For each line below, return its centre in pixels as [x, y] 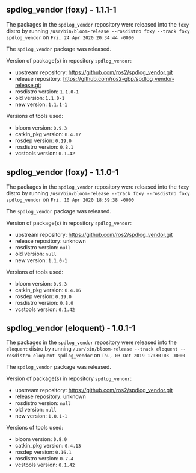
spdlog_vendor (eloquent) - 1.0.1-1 [71, 328]
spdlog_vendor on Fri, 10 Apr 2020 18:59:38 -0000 [70, 199]
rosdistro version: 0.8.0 [44, 302]
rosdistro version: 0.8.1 [44, 146]
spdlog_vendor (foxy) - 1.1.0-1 [63, 172]
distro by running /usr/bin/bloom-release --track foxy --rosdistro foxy [98, 193]
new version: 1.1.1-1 [41, 104]
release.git [28, 85]
